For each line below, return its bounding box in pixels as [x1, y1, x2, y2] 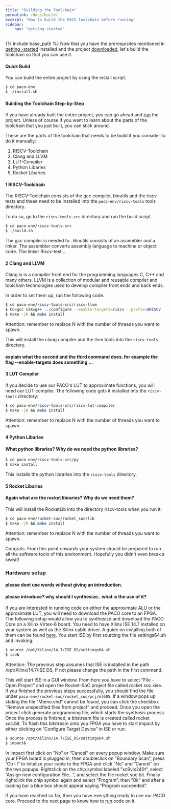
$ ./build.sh [5, 229, 33, 234]
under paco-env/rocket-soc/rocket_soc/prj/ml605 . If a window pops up [5, 693, 156, 699]
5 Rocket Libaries [5, 483, 43, 489]
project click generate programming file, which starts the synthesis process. [5, 710, 165, 716]
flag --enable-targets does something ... [5, 359, 93, 365]
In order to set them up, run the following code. [5, 293, 105, 299]
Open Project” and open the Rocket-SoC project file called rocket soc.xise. [5, 682, 162, 689]
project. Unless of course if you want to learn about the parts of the [5, 117, 147, 123]
